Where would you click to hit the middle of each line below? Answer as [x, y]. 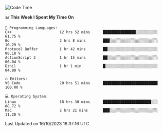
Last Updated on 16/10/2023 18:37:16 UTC [47, 123]
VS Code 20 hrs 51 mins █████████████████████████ [81, 83]
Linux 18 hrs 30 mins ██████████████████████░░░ [81, 102]
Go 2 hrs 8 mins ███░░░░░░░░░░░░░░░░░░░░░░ [81, 41]
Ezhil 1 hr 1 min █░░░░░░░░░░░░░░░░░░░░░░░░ [81, 66]
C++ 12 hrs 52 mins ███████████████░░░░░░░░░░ [81, 32]
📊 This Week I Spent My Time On [39, 17]
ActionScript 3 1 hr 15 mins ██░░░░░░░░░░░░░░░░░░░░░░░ [81, 58]
